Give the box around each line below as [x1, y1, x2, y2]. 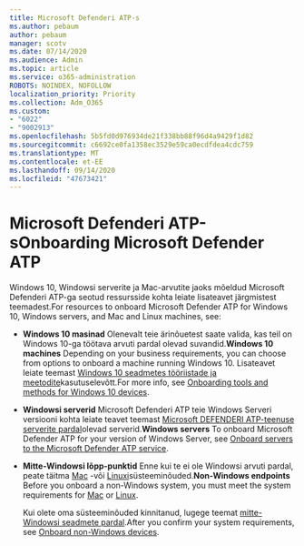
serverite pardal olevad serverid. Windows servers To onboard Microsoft [22, 424, 293, 435]
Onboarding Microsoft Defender [17, 233, 265, 253]
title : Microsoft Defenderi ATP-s [9, 13, 141, 23]
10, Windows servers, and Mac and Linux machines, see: [9, 311, 222, 322]
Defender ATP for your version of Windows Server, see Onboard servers [22, 433, 293, 444]
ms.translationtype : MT [9, 148, 100, 157]
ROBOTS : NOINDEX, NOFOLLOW [9, 81, 112, 90]
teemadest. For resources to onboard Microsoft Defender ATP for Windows [9, 301, 289, 312]
